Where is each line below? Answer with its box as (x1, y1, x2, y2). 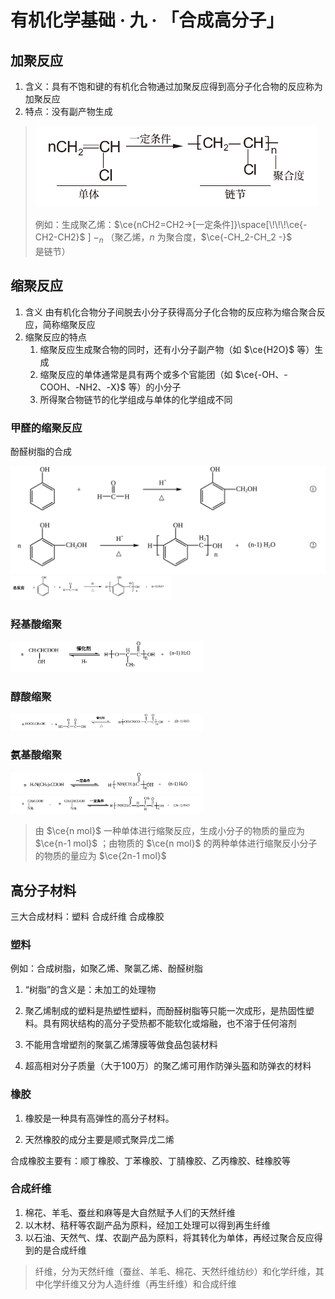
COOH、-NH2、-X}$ (39, 381, 127, 393)
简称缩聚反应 (42, 318, 96, 330)
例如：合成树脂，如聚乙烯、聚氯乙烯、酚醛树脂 (10, 962, 203, 975)
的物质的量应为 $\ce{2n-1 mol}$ (34, 850, 167, 862)
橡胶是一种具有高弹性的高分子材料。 (24, 1112, 175, 1124)
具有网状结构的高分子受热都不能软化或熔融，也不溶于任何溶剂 (42, 1017, 297, 1030)
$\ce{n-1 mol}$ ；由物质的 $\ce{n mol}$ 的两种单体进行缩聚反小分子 (34, 837, 318, 850)
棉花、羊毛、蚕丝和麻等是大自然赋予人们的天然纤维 (24, 1206, 236, 1218)
